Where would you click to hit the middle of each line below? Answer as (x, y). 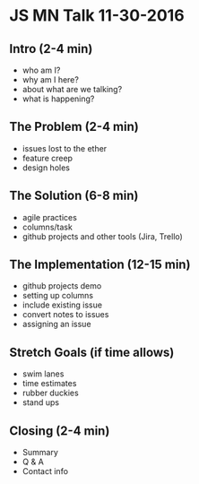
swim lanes (43, 374)
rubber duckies (50, 393)
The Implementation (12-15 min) (100, 265)
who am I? (41, 70)
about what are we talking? (72, 89)
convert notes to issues (65, 315)
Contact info (45, 471)
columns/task (48, 227)
